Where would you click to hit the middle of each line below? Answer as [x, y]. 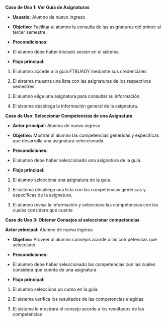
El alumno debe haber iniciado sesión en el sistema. [66, 52]
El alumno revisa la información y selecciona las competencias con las [85, 205]
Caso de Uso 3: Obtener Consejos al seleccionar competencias [72, 220]
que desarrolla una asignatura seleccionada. [58, 141]
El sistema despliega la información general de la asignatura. [75, 106]
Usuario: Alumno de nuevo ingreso [49, 17]
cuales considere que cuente [43, 210]
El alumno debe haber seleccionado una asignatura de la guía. [77, 160]
